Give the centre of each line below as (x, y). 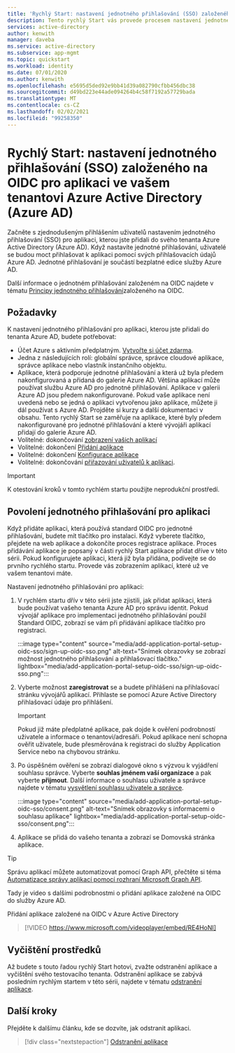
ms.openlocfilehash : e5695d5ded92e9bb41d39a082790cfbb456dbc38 (101, 86)
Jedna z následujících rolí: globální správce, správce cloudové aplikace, (121, 358)
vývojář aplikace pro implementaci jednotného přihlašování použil (112, 616)
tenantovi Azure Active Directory (105, 198)
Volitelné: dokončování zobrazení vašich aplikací (87, 440)
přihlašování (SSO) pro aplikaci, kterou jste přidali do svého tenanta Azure (114, 239)
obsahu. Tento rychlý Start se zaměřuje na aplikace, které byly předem (119, 418)
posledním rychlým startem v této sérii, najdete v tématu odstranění (105, 981)
